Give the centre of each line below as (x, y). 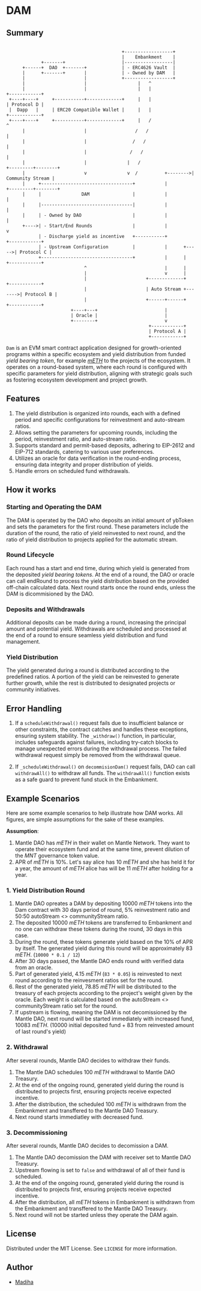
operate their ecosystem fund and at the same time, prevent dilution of (102, 849)
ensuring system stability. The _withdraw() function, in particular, (95, 736)
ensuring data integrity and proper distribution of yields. (84, 464)
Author (19, 1267)
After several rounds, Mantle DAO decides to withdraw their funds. (88, 1060)
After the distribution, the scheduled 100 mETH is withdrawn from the (100, 1104)
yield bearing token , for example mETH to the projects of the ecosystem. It (98, 360)
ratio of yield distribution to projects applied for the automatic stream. (92, 539)
